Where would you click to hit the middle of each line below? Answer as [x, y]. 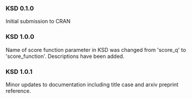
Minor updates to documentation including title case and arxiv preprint [92, 84]
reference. [18, 91]
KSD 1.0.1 [19, 72]
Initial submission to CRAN [38, 21]
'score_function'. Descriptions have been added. [65, 56]
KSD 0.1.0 [20, 8]
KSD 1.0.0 [20, 37]
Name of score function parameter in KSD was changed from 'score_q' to [96, 49]
